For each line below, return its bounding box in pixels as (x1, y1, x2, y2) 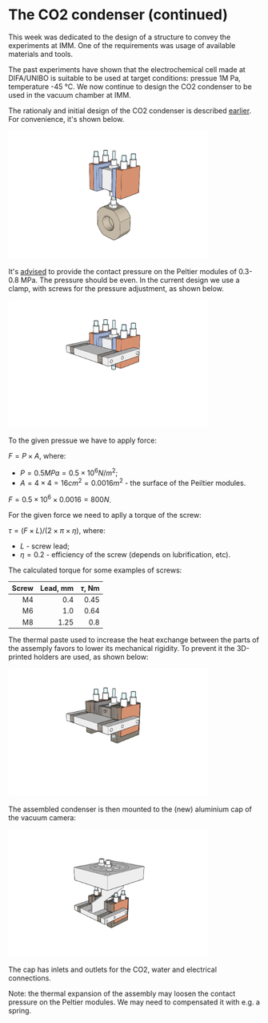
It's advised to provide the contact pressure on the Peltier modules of (8, 266, 238, 276)
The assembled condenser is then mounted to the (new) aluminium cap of (8, 804, 252, 814)
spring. (8, 1006, 32, 1016)
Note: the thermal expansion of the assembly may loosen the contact (8, 989, 236, 999)
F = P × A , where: (8, 451, 66, 461)
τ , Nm (80, 583, 100, 592)
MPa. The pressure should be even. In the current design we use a (20, 275, 240, 285)
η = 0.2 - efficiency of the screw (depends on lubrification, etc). (19, 550, 230, 560)
